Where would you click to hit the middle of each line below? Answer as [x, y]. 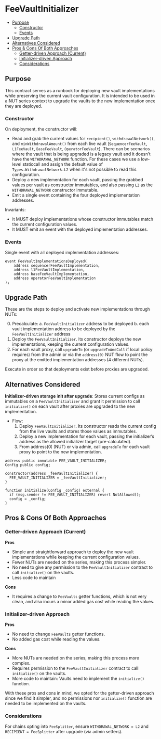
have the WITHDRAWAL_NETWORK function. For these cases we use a [76, 159]
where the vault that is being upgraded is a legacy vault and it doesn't [81, 154]
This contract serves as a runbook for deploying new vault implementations [80, 90]
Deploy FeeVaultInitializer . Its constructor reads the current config [88, 426]
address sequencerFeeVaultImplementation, [57, 266]
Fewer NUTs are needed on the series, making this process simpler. [79, 562]
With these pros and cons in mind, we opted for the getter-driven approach [80, 693]
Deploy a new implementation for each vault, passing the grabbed [77, 180]
